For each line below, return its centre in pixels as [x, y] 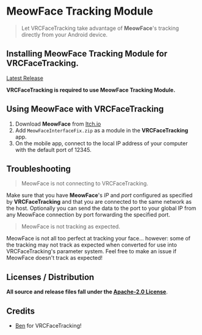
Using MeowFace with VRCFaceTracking [85, 109]
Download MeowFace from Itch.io [58, 124]
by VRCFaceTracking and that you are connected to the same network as [99, 202]
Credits [21, 311]
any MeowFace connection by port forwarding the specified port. [88, 215]
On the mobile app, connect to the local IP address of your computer [101, 143]
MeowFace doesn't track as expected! [54, 258]
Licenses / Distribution [50, 277]
